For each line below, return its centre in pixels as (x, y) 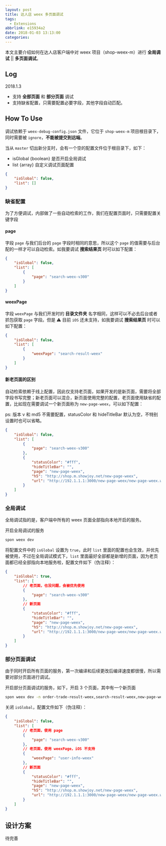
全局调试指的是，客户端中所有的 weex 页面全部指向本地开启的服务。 (75, 520)
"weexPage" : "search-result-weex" (67, 354)
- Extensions (23, 24)
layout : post (19, 10)
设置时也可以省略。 (25, 420)
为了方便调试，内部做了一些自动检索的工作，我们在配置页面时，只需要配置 (81, 213)
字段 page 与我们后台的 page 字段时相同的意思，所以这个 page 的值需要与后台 (83, 243)
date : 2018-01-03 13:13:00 (33, 33)
